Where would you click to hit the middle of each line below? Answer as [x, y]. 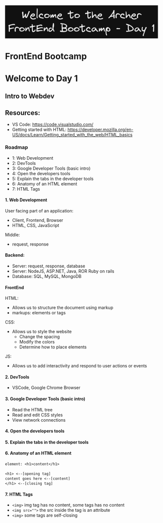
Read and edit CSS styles [37, 415]
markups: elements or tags [39, 313]
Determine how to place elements [53, 347]
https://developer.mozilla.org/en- [100, 130]
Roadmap [16, 147]
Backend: [15, 255]
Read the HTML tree [32, 409]
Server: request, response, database [49, 266]
